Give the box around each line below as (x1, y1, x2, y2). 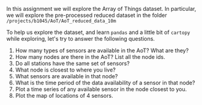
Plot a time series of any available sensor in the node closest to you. (15, 86, 187, 93)
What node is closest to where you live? (15, 66, 116, 73)
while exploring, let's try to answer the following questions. (6, 35, 155, 42)
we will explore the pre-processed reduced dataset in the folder (6, 12, 167, 19)
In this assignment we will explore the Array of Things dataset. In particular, (6, 5, 196, 12)
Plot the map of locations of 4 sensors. (15, 92, 113, 99)
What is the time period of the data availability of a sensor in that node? (15, 79, 195, 86)
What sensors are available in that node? (15, 73, 118, 80)
